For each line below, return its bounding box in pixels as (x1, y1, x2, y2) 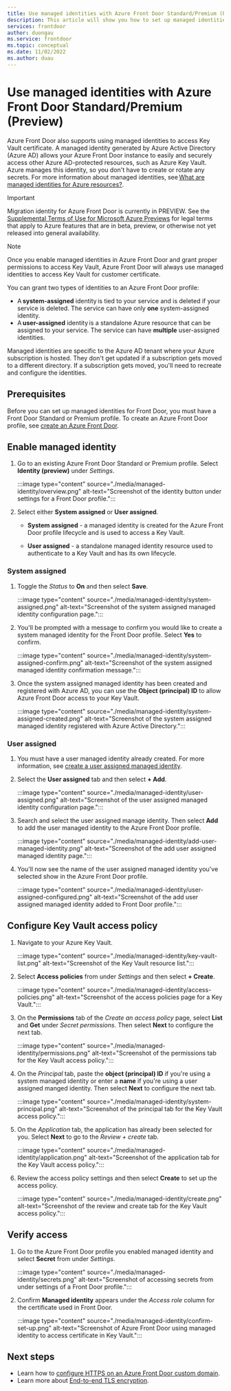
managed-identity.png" (16, 844, 84, 853)
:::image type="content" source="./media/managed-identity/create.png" (16, 1194, 222, 1203)
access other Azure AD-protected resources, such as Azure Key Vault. (7, 158, 207, 166)
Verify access (7, 1229, 68, 1241)
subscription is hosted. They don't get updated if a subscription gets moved (7, 353, 222, 362)
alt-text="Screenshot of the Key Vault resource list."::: (42, 959, 195, 967)
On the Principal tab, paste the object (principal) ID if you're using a (16, 1069, 211, 1077)
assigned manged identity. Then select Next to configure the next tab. (16, 1084, 217, 1092)
